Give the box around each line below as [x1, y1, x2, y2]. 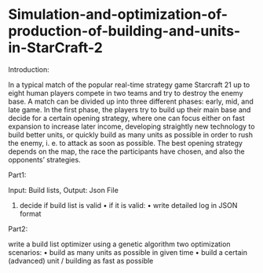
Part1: [8, 170, 27, 180]
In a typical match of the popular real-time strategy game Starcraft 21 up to [8, 80, 250, 89]
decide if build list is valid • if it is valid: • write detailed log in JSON [19, 200, 238, 209]
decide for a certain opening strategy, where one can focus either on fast [8, 113, 245, 122]
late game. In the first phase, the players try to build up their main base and [8, 104, 251, 115]
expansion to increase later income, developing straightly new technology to [8, 122, 255, 131]
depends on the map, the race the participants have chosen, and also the [8, 147, 245, 156]
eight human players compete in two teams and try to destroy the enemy [8, 88, 243, 97]
